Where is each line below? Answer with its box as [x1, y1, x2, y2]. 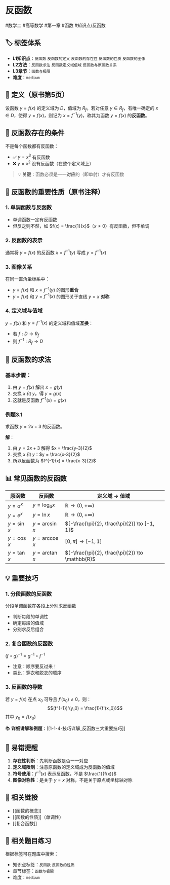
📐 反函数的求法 [5, 355, 52, 364]
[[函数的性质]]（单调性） [12, 814, 64, 820]
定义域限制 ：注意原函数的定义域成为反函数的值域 [12, 764, 115, 770]
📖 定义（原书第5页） [5, 91, 69, 99]
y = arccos [32, 534, 59, 541]
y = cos [8, 534, 26, 541]
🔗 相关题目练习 [5, 836, 52, 845]
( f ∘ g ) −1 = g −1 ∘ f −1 [5, 652, 46, 659]
